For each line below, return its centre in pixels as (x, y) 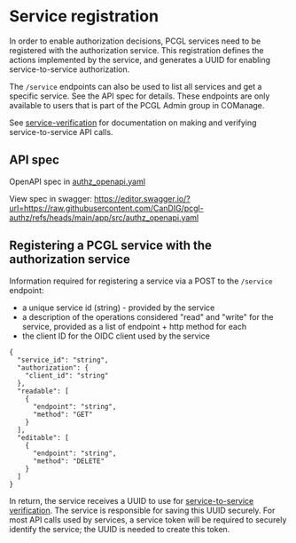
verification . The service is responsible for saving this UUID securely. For (142, 510)
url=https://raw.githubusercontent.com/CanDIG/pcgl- (106, 208)
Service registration (84, 16)
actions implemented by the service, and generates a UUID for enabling (140, 60)
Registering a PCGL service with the (111, 246)
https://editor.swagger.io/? (142, 198)
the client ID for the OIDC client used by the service (116, 336)
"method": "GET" (62, 414)
